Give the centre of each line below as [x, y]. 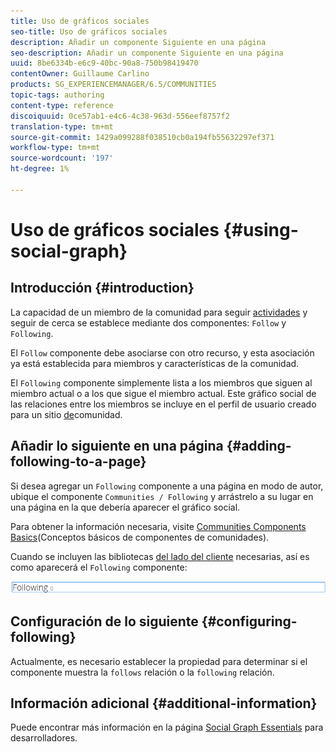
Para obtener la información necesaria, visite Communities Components [158, 526]
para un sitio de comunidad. [66, 414]
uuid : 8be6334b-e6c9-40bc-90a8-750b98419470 [104, 63]
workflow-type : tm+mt [55, 148]
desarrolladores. [44, 738]
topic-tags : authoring [57, 95]
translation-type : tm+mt [62, 126]
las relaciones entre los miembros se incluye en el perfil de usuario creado [163, 404]
